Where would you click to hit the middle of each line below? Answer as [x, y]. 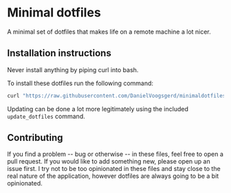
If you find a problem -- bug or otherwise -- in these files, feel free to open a [115, 154]
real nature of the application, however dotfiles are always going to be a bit [113, 176]
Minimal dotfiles [54, 13]
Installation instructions [59, 53]
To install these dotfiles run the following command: [80, 83]
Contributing [35, 138]
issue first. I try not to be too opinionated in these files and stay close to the [114, 169]
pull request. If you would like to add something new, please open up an [109, 161]
